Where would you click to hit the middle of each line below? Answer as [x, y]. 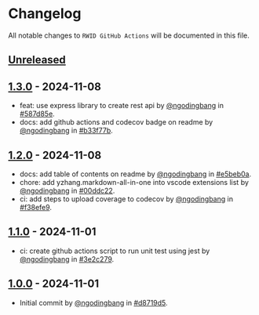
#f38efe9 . [36, 207]
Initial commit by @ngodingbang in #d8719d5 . [93, 302]
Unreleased [37, 60]
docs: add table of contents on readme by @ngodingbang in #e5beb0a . [135, 174]
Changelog [45, 14]
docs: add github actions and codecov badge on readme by [116, 122]
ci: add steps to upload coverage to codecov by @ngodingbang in [126, 199]
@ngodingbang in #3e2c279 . [67, 259]
